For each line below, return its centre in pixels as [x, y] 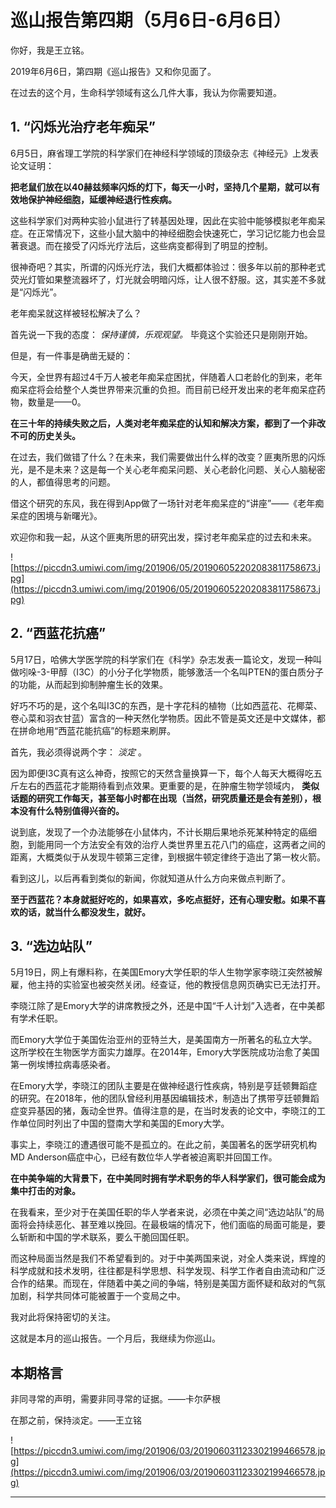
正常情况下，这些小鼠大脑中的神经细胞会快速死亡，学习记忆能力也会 [176, 233]
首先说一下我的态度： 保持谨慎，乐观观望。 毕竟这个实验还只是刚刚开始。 [161, 334]
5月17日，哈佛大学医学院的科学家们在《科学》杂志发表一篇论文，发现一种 [161, 659]
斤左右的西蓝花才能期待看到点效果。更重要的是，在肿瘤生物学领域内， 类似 [165, 785]
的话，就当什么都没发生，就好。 [84, 912]
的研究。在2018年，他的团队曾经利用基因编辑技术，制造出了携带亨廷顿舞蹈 [165, 1098]
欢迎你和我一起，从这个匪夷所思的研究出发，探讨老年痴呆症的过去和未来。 [163, 537]
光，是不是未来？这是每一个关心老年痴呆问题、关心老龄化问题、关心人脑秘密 [168, 469]
